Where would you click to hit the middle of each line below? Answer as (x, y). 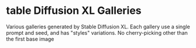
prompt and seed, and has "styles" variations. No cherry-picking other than (97, 32)
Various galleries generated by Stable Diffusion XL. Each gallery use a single (98, 27)
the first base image (30, 39)
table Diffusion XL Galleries (74, 11)
